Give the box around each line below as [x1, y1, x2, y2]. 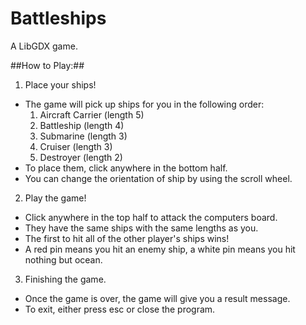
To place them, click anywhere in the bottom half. [24, 162, 228, 174]
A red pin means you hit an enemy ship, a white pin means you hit [24, 243, 296, 255]
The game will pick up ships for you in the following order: [24, 98, 265, 110]
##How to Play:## [10, 59, 85, 71]
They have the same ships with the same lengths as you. [24, 222, 259, 234]
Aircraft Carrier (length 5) [39, 108, 145, 121]
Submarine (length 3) [39, 130, 128, 142]
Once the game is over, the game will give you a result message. [24, 292, 291, 304]
